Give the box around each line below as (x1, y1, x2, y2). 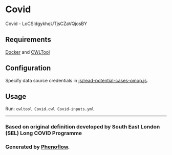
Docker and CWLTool (5, 49, 50, 55)
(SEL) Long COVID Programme (5, 129, 82, 137)
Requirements (5, 35, 51, 44)
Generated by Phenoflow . (5, 143, 70, 150)
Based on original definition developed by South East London (5, 123, 160, 130)
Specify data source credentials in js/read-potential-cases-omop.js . (5, 77, 148, 83)
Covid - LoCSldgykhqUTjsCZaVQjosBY (5, 20, 88, 27)
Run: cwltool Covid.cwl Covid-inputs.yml (5, 106, 94, 112)
